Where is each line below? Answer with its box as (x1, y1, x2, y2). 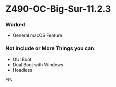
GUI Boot (12, 56, 32, 62)
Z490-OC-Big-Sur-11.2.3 (5, 3, 111, 15)
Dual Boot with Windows (12, 61, 64, 68)
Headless (12, 67, 33, 73)
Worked (5, 21, 25, 28)
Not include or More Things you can (5, 45, 94, 52)
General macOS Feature (12, 32, 62, 38)
